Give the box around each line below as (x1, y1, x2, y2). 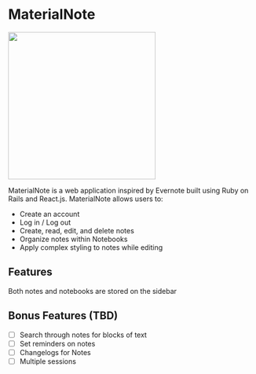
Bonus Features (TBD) (8, 309, 119, 323)
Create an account (19, 209, 80, 218)
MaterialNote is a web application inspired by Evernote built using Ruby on (8, 185, 249, 195)
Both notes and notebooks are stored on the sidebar (8, 286, 177, 295)
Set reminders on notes (19, 339, 96, 348)
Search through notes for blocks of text (19, 330, 148, 339)
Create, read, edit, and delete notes (19, 225, 135, 235)
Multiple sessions (19, 356, 77, 366)
